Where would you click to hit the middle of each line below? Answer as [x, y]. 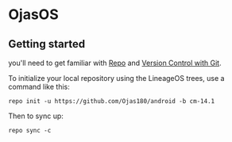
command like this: [39, 86]
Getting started [47, 44]
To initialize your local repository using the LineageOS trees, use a [116, 78]
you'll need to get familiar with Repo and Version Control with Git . [115, 63]
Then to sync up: [36, 116]
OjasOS [34, 15]
